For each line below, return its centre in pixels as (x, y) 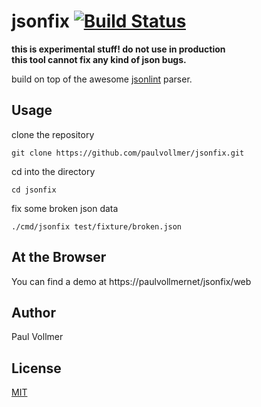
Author (33, 312)
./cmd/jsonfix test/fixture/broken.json (97, 226)
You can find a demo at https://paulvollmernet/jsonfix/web (131, 281)
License (36, 368)
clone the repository (53, 134)
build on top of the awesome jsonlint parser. (102, 79)
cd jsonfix (34, 190)
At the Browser (59, 257)
